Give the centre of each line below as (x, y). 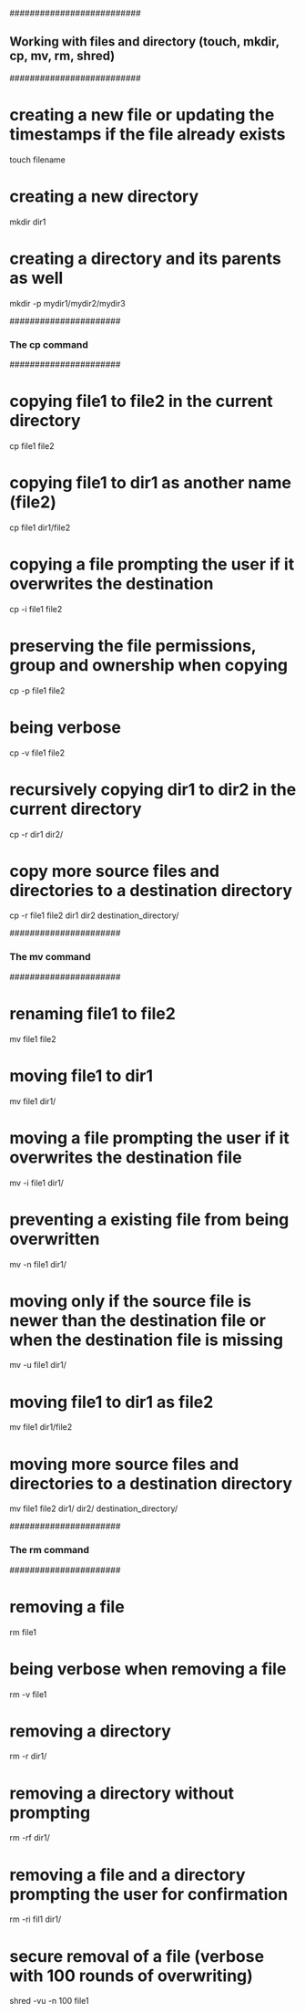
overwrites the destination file (126, 1157)
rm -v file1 (28, 1694)
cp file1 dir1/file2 (40, 527)
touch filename (38, 160)
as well (36, 278)
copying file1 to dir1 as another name (150, 483)
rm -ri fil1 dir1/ (36, 1919)
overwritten (55, 1239)
